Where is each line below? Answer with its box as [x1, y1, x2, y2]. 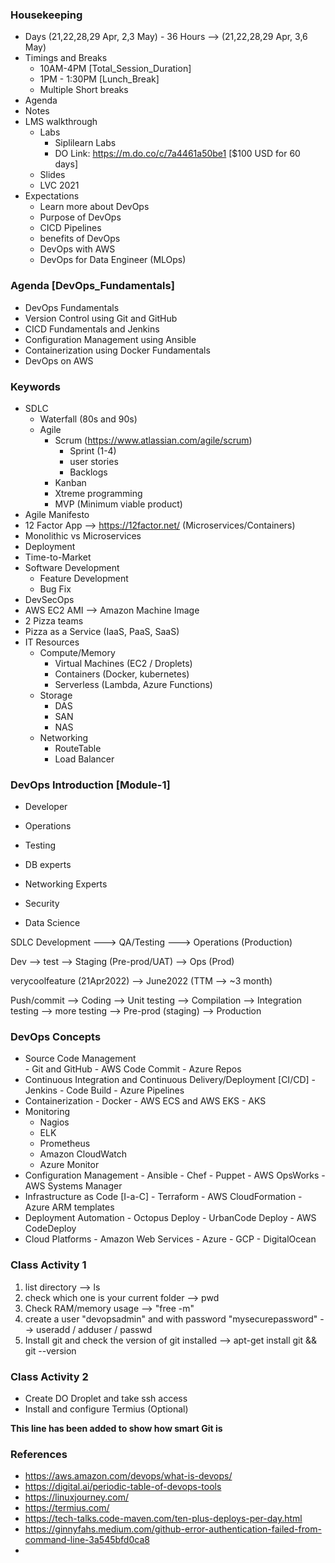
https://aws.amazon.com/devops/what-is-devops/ [24, 1470, 233, 1482]
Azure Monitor [39, 1159, 100, 1171]
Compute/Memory [39, 646, 116, 658]
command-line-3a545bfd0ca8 [24, 1534, 150, 1546]
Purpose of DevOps [39, 211, 122, 223]
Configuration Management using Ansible [24, 333, 197, 345]
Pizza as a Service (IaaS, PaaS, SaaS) [24, 625, 180, 637]
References [10, 1448, 68, 1461]
